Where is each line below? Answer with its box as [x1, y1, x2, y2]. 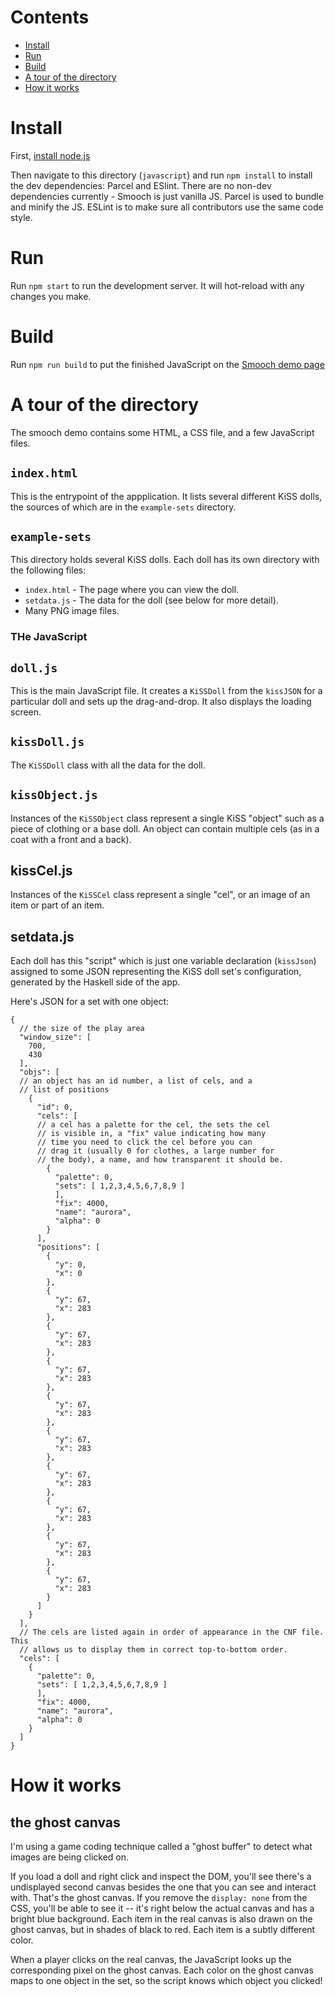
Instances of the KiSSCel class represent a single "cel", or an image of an [10, 889, 311, 901]
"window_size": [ [19, 1032, 92, 1043]
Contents [10, 6, 90, 29]
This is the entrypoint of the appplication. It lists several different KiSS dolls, [10, 490, 323, 502]
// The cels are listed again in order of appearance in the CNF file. [19, 1627, 325, 1638]
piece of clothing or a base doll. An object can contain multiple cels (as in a [10, 822, 320, 835]
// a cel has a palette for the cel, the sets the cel [36, 1120, 271, 1130]
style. [10, 211, 33, 223]
